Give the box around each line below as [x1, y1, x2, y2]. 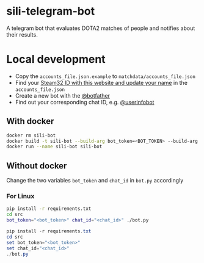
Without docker [6, 160, 67, 171]
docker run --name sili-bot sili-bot [6, 143, 103, 150]
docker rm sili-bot [6, 132, 56, 139]
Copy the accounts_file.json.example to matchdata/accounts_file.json [15, 72, 195, 80]
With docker [6, 116, 54, 126]
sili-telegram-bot [6, 4, 95, 18]
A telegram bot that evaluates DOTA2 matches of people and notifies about [6, 24, 195, 32]
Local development [6, 52, 106, 67]
